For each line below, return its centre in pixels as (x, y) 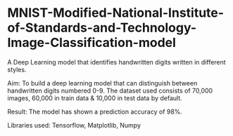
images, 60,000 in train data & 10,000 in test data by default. (95, 98)
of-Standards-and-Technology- (102, 28)
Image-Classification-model (92, 43)
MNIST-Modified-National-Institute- (115, 13)
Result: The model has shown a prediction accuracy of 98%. (95, 111)
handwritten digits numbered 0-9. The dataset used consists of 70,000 (110, 90)
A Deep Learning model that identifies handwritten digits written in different (117, 62)
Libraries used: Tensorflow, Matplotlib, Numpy (74, 125)
